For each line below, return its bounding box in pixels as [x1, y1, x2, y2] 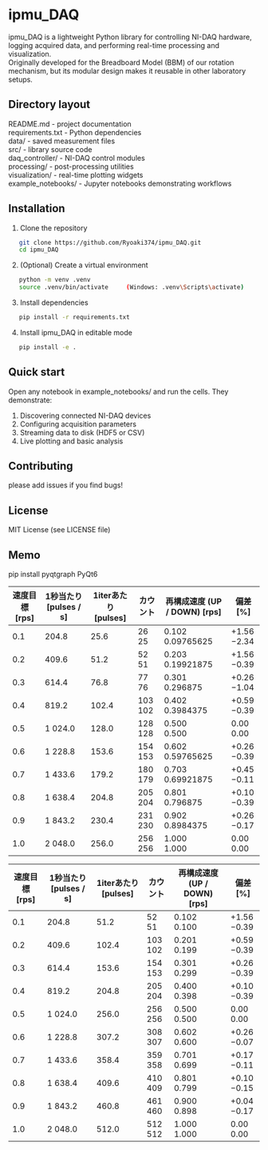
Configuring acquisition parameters [19, 419, 137, 429]
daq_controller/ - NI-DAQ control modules [8, 153, 145, 162]
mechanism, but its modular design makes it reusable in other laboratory [8, 66, 246, 75]
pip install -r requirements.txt [18, 314, 130, 322]
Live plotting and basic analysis [19, 436, 124, 446]
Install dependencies [19, 298, 89, 307]
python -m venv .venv [18, 276, 91, 284]
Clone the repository [19, 222, 88, 233]
